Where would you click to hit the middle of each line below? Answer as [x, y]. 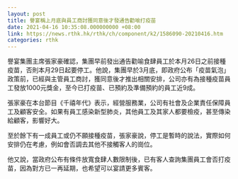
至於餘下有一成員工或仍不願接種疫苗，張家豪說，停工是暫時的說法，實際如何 [119, 136]
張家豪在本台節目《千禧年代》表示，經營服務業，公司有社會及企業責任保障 [116, 103]
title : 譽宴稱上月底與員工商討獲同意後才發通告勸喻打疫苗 [82, 21]
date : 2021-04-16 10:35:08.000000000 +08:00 [74, 27]
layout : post [27, 14]
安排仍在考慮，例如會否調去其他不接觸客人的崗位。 [82, 144]
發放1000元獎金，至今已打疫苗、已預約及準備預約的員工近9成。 [106, 88]
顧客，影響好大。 [38, 120]
